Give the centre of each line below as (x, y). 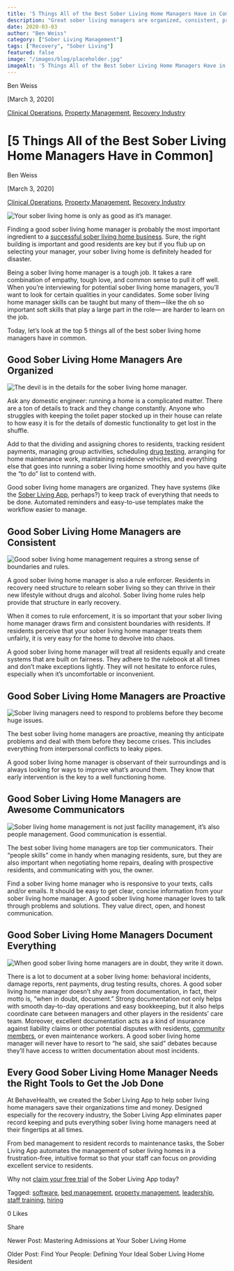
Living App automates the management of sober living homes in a (102, 1151)
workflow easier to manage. (47, 510)
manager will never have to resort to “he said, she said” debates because (112, 1043)
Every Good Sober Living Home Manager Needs (113, 1073)
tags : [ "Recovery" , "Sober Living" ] (60, 46)
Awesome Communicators (66, 810)
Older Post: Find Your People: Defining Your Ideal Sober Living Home (106, 1254)
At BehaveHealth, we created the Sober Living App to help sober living (108, 1100)
